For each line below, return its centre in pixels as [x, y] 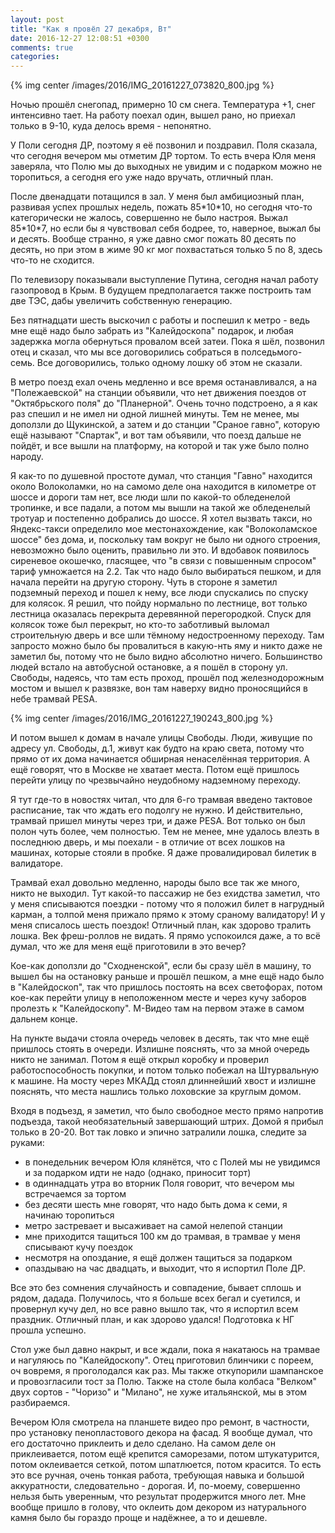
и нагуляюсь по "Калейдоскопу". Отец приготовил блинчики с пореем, [162, 1360]
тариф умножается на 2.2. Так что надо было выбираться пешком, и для [166, 572]
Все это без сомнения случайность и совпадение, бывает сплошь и [156, 1288]
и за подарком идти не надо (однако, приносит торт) [138, 1173]
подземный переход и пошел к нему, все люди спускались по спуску [159, 593]
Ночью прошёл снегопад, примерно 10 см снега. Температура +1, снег [163, 105]
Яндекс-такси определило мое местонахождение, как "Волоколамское [164, 529]
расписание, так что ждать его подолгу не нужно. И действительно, [156, 810]
